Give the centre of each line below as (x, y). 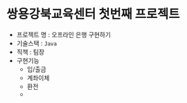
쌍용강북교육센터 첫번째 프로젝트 (93, 14)
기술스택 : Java (36, 43)
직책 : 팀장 (30, 52)
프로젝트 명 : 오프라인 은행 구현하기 (64, 35)
